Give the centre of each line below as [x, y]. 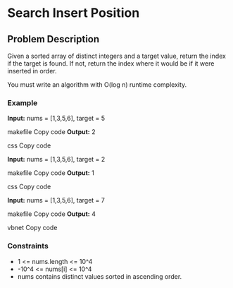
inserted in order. [32, 71]
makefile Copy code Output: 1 [51, 173]
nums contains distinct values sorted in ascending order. [100, 276]
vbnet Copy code [32, 228]
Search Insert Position [74, 13]
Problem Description [53, 39]
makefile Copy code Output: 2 [51, 132]
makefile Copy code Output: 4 [52, 214]
